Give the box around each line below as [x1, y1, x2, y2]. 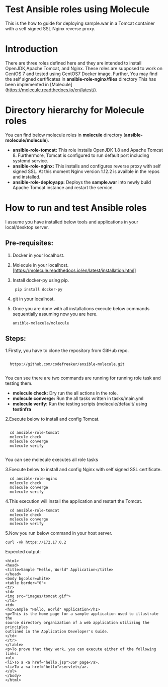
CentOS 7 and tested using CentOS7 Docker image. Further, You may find [5, 71, 157, 77]
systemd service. [12, 157, 49, 163]
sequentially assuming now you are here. [12, 311, 98, 317]
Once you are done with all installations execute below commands [12, 305, 150, 311]
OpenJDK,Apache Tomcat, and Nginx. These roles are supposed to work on [5, 65, 162, 71]
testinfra [12, 406, 31, 412]
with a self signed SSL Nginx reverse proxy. [5, 25, 96, 31]
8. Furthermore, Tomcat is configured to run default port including [12, 152, 149, 158]
